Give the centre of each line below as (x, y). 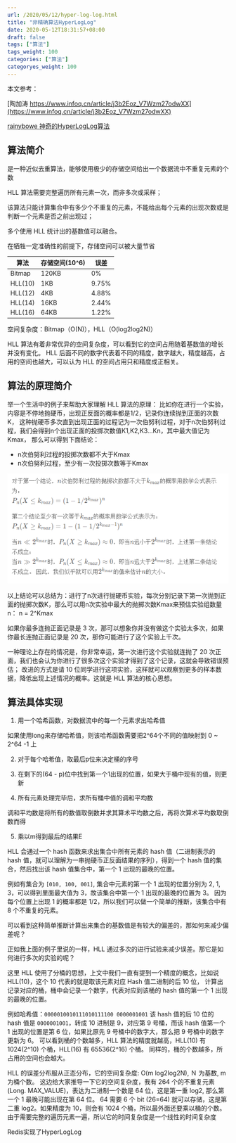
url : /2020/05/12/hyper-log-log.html (63, 15)
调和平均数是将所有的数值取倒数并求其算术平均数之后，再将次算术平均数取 (115, 813)
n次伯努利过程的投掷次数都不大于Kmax (74, 454)
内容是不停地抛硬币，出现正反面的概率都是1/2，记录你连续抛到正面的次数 (113, 413)
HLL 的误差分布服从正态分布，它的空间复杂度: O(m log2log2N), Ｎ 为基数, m (117, 1073)
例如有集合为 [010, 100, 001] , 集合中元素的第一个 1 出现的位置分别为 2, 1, (114, 884)
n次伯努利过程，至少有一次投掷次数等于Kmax (83, 463)
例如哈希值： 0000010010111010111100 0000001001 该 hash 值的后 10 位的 (111, 1014)
